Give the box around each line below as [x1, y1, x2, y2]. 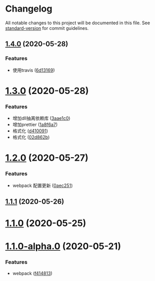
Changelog [5, 3, 53, 15]
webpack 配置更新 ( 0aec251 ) [12, 182, 73, 189]
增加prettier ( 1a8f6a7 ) [12, 122, 58, 128]
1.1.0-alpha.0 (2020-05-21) [5, 241, 121, 252]
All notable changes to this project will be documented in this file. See [5, 20, 150, 26]
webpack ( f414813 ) [12, 270, 53, 276]
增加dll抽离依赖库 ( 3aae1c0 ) [12, 115, 71, 121]
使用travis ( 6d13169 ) [12, 67, 55, 73]
